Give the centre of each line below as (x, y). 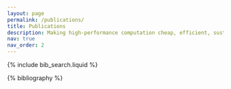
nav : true (21, 39)
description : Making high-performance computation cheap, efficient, (109, 33)
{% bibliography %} (35, 78)
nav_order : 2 (26, 45)
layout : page (26, 13)
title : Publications (37, 26)
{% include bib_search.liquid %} (53, 65)
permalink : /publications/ (46, 20)
